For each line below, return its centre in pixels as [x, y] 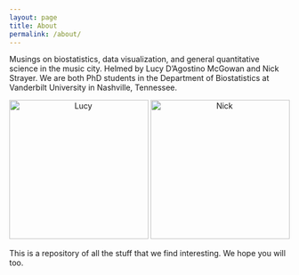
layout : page [33, 17]
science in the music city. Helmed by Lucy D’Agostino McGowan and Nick [144, 69]
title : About [33, 26]
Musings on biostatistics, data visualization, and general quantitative [134, 60]
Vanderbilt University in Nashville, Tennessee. [93, 88]
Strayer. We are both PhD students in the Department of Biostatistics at [139, 78]
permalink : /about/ [45, 34]
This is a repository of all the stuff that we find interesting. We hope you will [148, 254]
